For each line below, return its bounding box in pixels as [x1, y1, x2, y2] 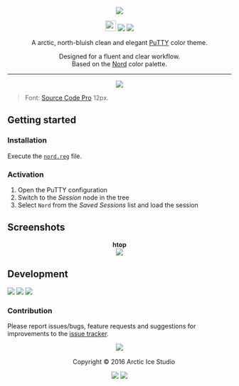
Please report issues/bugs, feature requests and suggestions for [7, 321, 196, 330]
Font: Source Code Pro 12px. [24, 93, 109, 102]
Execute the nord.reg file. [7, 152, 83, 160]
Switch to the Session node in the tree [17, 193, 129, 202]
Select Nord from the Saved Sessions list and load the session [17, 200, 199, 209]
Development [7, 268, 69, 281]
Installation [7, 135, 48, 145]
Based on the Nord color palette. [72, 60, 167, 68]
